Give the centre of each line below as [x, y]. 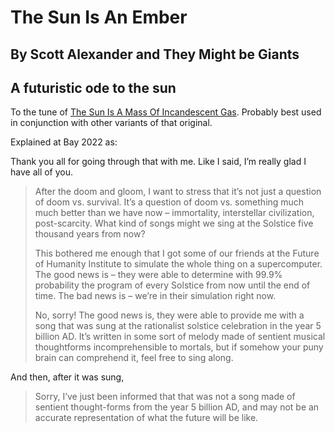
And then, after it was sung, [67, 377]
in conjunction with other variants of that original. [111, 123]
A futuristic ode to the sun [93, 87]
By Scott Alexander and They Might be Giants [155, 54]
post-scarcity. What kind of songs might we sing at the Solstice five [174, 223]
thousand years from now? [90, 234]
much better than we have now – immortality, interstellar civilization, [174, 213]
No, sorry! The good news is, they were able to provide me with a [169, 315]
